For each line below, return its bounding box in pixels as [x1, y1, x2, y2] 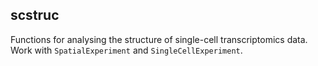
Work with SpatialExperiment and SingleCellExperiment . [10, 44, 243, 56]
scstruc [10, 7, 60, 24]
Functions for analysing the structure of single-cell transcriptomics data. [10, 33, 308, 45]
